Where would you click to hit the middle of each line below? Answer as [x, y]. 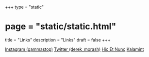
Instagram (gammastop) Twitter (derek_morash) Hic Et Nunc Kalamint [74, 49]
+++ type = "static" [25, 7]
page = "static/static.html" [61, 27]
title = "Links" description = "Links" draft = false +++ [58, 40]
